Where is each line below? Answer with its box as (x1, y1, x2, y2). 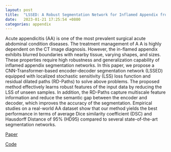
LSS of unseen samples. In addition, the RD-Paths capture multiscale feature (5, 89, 166, 95)
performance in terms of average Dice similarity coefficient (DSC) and (5, 111, 152, 117)
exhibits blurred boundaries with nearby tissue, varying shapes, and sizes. (5, 52, 161, 58)
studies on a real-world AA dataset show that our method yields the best (5, 105, 158, 111)
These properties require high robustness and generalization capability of (5, 57, 160, 63)
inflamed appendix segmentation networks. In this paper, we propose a (5, 62, 155, 68)
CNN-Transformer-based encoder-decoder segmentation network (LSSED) (5, 68, 163, 74)
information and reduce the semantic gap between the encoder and (5, 95, 148, 101)
